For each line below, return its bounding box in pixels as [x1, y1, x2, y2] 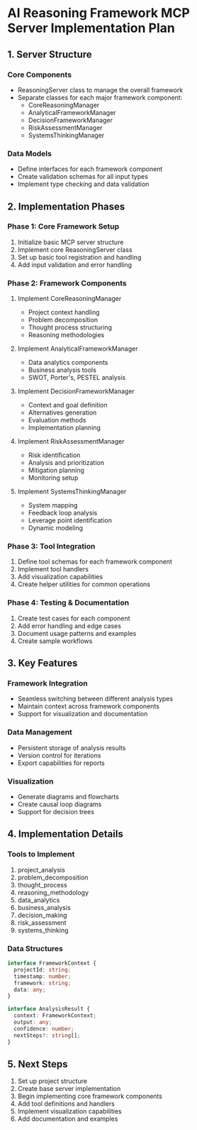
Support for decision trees [17, 808, 94, 816]
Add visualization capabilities [17, 573, 103, 581]
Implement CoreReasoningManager [17, 295, 122, 303]
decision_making [17, 911, 67, 919]
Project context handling [28, 308, 101, 317]
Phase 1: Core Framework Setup [7, 221, 120, 231]
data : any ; [13, 986, 46, 993]
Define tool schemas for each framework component [17, 557, 172, 566]
